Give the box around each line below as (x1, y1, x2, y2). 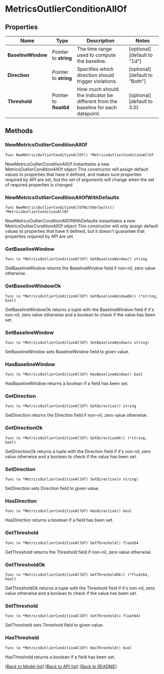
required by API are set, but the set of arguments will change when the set (5, 177, 155, 183)
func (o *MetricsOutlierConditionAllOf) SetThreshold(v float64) (5, 613, 141, 618)
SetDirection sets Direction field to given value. (5, 486, 100, 491)
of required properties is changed (5, 182, 73, 187)
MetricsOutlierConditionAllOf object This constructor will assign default (5, 166, 148, 172)
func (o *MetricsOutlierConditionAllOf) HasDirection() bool (5, 509, 132, 513)
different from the (77, 98, 118, 104)
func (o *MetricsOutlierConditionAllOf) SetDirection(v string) (5, 477, 139, 482)
